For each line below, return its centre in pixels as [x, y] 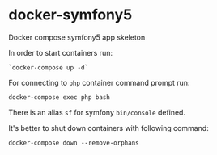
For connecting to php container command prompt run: [99, 82]
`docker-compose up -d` [49, 67]
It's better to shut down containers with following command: [108, 128]
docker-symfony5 [70, 15]
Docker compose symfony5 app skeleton [77, 37]
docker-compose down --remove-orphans [74, 143]
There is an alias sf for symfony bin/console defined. [97, 112]
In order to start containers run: [61, 52]
